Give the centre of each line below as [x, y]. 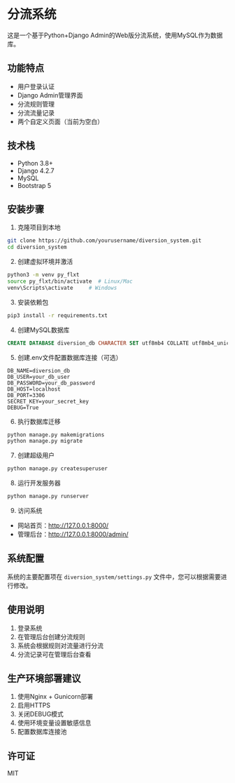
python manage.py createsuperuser [58, 469]
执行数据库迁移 [39, 421]
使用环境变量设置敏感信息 [54, 723]
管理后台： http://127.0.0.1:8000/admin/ [73, 534]
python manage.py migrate [45, 441]
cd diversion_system [37, 247]
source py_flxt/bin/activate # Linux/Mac [70, 281]
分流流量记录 [36, 112]
